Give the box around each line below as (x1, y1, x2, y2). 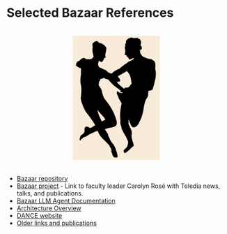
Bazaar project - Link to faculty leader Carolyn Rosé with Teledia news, (16, 182, 221, 190)
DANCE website (16, 211, 63, 219)
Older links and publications (16, 219, 97, 227)
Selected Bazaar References (6, 5, 174, 21)
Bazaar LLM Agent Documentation (16, 196, 116, 205)
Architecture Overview (16, 204, 81, 212)
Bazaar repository (16, 174, 68, 182)
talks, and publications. (16, 189, 84, 197)
